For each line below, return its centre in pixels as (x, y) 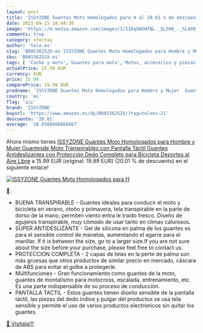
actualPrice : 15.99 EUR (36, 68)
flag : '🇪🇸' (21, 102)
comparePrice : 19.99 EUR (37, 85)
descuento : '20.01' (31, 119)
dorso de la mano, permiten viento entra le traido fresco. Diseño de (98, 216)
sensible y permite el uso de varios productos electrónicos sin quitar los (105, 306)
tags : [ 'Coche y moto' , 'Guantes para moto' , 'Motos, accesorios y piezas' (102, 62)
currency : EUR (24, 74)
